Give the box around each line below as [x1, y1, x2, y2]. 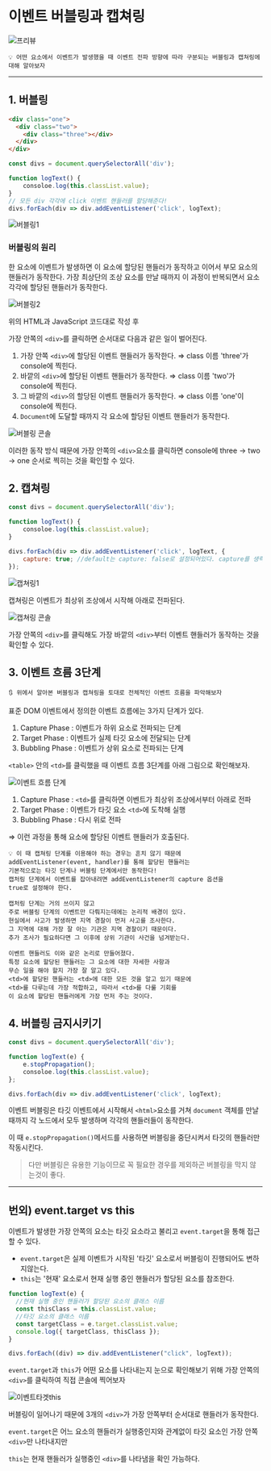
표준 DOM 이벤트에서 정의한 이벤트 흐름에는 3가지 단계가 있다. [8, 706, 204, 716]
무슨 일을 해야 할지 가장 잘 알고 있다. [8, 967, 121, 975]
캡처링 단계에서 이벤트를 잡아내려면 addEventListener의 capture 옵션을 [8, 875, 224, 884]
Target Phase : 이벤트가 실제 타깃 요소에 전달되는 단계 [19, 733, 191, 743]
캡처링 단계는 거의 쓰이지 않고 [8, 900, 95, 908]
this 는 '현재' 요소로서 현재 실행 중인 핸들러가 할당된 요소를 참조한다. [19, 1274, 236, 1284]
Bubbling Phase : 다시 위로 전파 [19, 815, 122, 825]
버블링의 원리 [8, 242, 56, 253]
